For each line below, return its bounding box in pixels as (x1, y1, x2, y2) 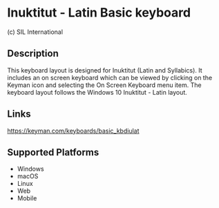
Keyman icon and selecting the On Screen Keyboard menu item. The (7, 81, 202, 89)
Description (7, 48, 59, 59)
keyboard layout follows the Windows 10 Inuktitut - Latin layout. (7, 88, 188, 96)
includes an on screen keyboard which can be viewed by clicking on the (7, 73, 213, 82)
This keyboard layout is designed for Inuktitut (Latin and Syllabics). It (7, 66, 202, 74)
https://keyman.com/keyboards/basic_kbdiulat (7, 126, 140, 135)
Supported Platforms (7, 146, 99, 158)
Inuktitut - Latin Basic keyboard (7, 5, 191, 21)
